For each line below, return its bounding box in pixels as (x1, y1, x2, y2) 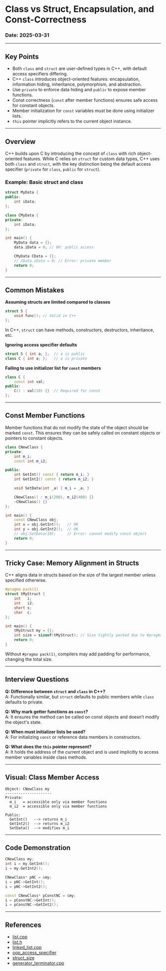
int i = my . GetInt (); (5, 861, 50, 866)
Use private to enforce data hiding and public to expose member (12, 87, 146, 93)
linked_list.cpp (12, 944, 42, 951)
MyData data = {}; (14, 240, 52, 245)
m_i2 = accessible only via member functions (9, 804, 107, 809)
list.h (12, 939, 22, 945)
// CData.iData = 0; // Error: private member (14, 258, 112, 263)
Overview (5, 137, 36, 146)
